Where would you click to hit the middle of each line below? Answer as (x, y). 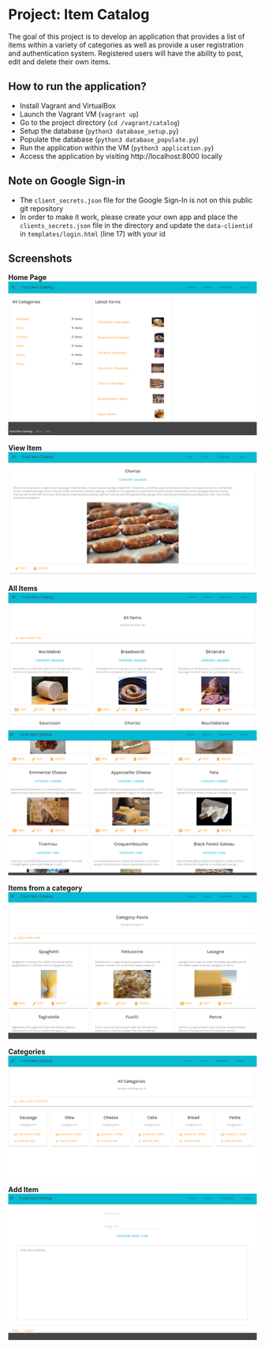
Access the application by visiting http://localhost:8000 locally (121, 156)
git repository (41, 208)
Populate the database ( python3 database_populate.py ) (109, 139)
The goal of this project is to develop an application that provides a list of (127, 36)
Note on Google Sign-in (67, 181)
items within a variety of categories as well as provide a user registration (126, 44)
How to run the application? (78, 87)
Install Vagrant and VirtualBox (67, 105)
